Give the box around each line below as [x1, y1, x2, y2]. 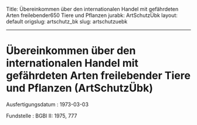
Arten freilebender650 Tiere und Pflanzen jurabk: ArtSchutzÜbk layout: [6, 12, 178, 19]
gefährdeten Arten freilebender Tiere [6, 69, 191, 82]
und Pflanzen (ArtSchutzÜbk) [6, 82, 154, 95]
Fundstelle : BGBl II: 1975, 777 [6, 112, 77, 119]
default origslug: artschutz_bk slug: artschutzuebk [6, 18, 128, 25]
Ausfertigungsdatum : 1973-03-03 [6, 100, 89, 108]
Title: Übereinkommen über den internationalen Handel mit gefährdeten [6, 6, 179, 12]
